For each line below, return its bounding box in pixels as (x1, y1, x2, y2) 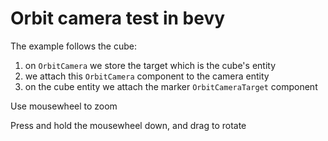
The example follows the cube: (10, 40, 137, 52)
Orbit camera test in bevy (10, 7, 226, 30)
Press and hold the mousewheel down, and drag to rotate (10, 119, 247, 131)
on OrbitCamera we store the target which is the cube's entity (24, 59, 277, 71)
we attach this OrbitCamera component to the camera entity (24, 70, 270, 82)
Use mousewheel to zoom (10, 100, 118, 112)
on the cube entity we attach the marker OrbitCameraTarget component (24, 80, 318, 92)
